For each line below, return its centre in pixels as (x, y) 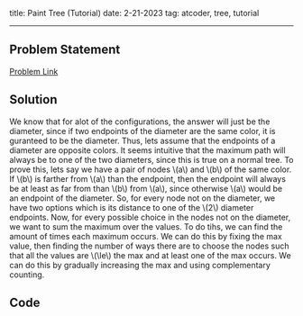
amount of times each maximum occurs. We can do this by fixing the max (146, 236)
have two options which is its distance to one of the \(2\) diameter (132, 207)
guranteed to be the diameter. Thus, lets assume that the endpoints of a (142, 140)
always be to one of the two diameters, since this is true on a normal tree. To (151, 159)
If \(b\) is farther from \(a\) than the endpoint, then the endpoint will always (148, 178)
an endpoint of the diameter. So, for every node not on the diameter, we (142, 198)
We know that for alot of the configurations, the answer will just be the (140, 122)
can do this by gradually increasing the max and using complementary (140, 265)
